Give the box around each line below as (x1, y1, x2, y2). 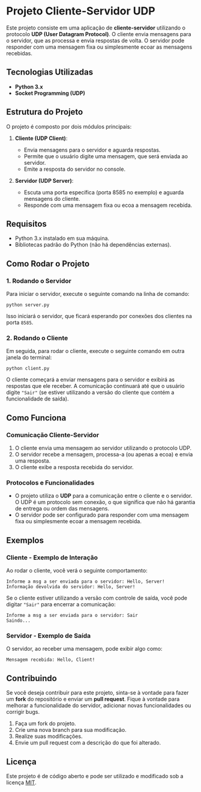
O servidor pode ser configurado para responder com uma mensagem (14, 511, 189, 518)
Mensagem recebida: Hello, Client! (6, 657, 95, 663)
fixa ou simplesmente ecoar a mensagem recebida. (14, 518, 142, 525)
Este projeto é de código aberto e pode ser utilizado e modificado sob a (6, 772, 184, 779)
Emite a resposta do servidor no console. (23, 165, 126, 173)
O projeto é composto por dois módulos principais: (6, 123, 132, 130)
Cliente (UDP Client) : (14, 134, 68, 142)
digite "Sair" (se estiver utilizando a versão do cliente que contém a (6, 389, 175, 396)
